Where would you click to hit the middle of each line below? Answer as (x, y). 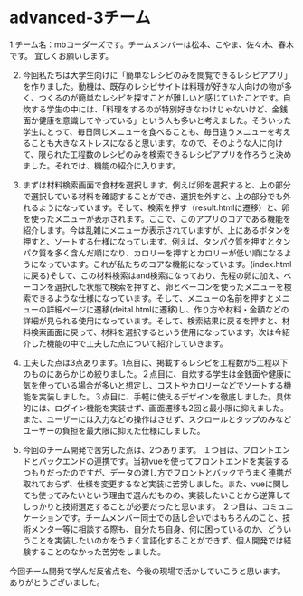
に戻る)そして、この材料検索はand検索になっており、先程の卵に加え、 (153, 275)
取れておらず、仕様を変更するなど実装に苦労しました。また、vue (144, 484)
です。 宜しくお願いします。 (62, 55)
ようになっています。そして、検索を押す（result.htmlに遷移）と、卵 (164, 207)
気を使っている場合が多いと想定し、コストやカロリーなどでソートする (153, 385)
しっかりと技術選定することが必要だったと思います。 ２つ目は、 (142, 506)
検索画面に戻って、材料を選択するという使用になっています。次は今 (156, 332)
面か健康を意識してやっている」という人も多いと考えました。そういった (157, 120)
